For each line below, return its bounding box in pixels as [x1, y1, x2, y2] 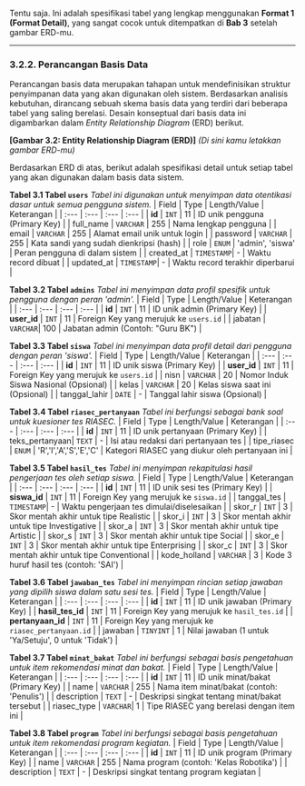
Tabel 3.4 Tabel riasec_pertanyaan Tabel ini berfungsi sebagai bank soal [9, 406, 284, 417]
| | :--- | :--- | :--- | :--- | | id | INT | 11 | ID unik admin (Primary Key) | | [9, 303, 268, 314]
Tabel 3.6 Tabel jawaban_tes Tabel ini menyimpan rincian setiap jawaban [9, 577, 283, 588]
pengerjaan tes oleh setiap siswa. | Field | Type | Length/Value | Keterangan [9, 473, 294, 483]
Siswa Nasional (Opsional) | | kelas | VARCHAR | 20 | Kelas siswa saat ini [9, 379, 271, 390]
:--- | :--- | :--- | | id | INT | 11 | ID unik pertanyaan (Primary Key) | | [19, 426, 268, 437]
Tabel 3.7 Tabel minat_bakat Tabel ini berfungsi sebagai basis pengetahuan [9, 652, 293, 663]
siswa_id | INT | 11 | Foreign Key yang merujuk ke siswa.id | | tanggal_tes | [9, 492, 287, 502]
